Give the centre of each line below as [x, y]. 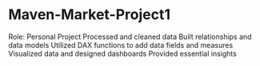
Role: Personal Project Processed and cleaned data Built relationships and [130, 37]
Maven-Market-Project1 [89, 15]
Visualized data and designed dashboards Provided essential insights [123, 53]
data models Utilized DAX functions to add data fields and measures [121, 45]
